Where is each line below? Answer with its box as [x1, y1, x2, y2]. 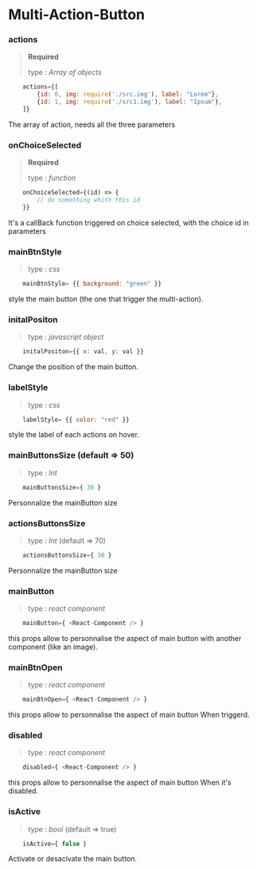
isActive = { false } [22, 840, 88, 848]
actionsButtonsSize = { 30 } [22, 551, 112, 559]
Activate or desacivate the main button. [8, 854, 138, 864]
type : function [27, 173, 76, 183]
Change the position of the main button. [8, 362, 139, 372]
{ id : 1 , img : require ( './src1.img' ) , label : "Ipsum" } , [37, 98, 223, 106]
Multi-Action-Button [8, 6, 146, 24]
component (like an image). [8, 642, 98, 652]
